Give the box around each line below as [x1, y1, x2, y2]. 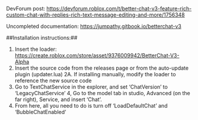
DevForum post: [6, 5, 46, 12]
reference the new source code [14, 77, 92, 84]
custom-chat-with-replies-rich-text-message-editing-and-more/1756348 [6, 11, 185, 18]
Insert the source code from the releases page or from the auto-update [14, 64, 189, 72]
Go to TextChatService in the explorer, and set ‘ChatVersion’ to [14, 83, 168, 90]
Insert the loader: [14, 46, 58, 53]
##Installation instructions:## [6, 34, 78, 41]
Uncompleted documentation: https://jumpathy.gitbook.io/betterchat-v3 [6, 23, 182, 30]
